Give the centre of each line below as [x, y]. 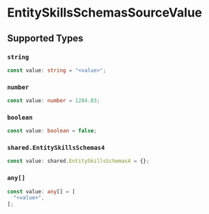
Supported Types [46, 38]
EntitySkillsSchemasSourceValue [104, 13]
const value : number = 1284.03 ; [53, 101]
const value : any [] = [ [41, 191]
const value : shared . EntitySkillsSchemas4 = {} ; [78, 161]
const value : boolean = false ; [52, 131]
